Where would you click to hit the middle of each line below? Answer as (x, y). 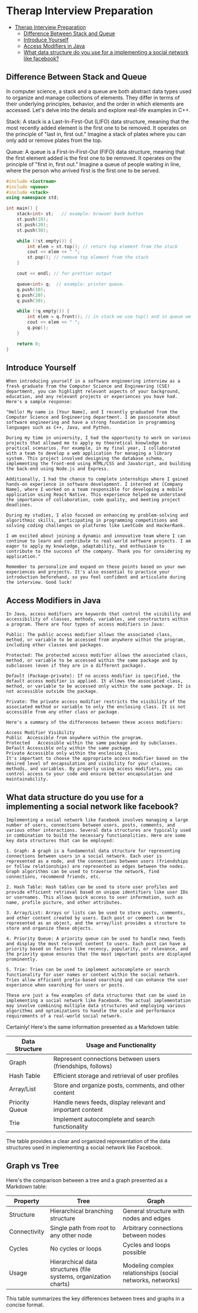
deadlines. (19, 505)
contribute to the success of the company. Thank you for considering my (99, 552)
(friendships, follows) (83, 1066)
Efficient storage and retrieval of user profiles (116, 1075)
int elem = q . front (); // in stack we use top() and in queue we (109, 317)
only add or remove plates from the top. (54, 140)
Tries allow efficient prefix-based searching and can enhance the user (97, 980)
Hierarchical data (74, 1262)
